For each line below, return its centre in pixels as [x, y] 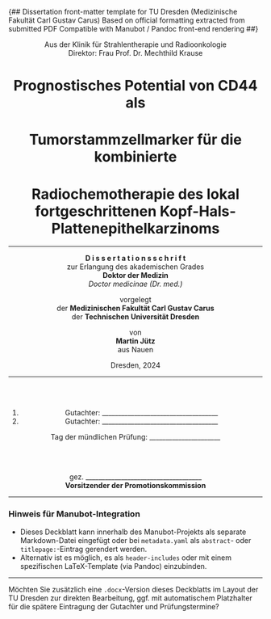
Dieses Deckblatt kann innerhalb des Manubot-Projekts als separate [133, 532]
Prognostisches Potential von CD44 [135, 86]
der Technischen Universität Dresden [135, 317]
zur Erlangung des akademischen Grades [135, 267]
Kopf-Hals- [198, 211]
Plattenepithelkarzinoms [135, 228]
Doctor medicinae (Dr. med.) [135, 284]
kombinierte [135, 157]
